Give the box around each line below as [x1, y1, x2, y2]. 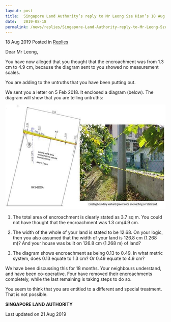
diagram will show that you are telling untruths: [5, 95, 103, 101]
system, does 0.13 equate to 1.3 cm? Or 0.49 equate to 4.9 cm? [12, 255, 145, 262]
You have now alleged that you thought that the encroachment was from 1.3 [5, 59, 164, 65]
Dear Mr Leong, [5, 49, 38, 55]
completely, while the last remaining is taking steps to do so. [5, 276, 132, 282]
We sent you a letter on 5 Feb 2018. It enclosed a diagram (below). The [5, 89, 154, 95]
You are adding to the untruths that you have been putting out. [5, 79, 136, 86]
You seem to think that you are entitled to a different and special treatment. [5, 286, 162, 292]
